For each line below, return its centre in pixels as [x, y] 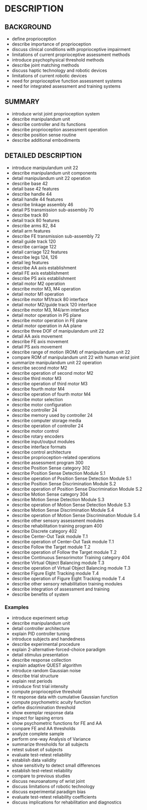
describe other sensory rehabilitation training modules [67, 583]
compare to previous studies [41, 776]
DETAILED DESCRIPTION [43, 156]
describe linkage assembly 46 [43, 204]
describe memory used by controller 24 [52, 415]
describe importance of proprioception [51, 44]
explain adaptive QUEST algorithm [47, 665]
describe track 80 [30, 215]
